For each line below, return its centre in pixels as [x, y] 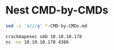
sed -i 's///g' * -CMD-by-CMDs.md [46, 26]
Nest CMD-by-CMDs [57, 10]
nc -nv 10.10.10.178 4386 [37, 42]
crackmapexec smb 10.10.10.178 [44, 36]
